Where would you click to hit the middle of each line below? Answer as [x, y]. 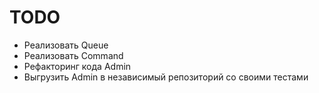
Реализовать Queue [66, 45]
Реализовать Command [73, 55]
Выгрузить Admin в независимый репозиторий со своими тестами [166, 77]
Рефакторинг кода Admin [77, 66]
